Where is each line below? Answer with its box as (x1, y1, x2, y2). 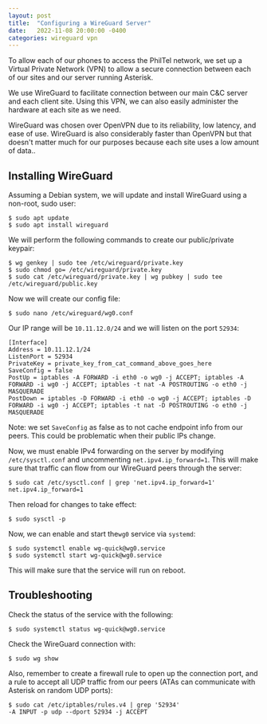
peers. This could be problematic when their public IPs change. (8, 431, 217, 441)
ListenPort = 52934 (8, 352, 73, 361)
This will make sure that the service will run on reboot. (8, 565, 186, 575)
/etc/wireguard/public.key (8, 280, 98, 288)
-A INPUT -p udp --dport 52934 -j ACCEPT (8, 707, 148, 716)
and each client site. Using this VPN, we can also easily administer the (8, 96, 239, 106)
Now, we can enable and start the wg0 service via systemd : (8, 529, 196, 539)
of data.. (8, 146, 36, 155)
